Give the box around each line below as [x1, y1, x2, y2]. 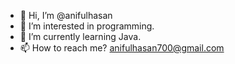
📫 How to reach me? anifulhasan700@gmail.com [19, 42, 225, 54]
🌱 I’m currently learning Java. [19, 31, 142, 42]
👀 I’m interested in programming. [19, 20, 155, 32]
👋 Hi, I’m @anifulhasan [19, 10, 113, 21]
